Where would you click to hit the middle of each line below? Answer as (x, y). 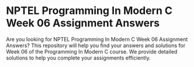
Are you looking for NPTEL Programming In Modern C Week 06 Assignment (97, 39)
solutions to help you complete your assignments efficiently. (78, 58)
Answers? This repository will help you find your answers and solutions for (96, 45)
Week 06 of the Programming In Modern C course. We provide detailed (92, 51)
